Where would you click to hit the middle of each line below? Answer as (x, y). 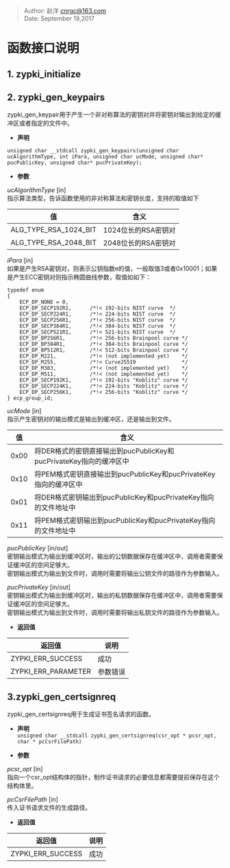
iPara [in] (20, 261)
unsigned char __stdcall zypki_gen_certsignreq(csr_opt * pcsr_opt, (117, 736)
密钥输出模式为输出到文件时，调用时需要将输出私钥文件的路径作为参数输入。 (115, 613)
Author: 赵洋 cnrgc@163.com (65, 11)
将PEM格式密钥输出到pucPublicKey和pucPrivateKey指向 (125, 521)
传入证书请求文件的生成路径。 (49, 808)
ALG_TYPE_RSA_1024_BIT (54, 230)
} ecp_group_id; (30, 398)
